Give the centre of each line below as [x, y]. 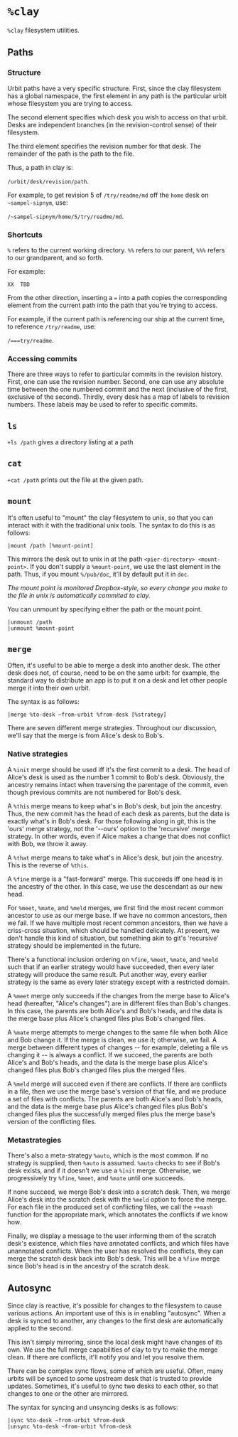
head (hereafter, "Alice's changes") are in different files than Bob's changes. [119, 1003]
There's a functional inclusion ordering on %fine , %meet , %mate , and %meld [113, 959]
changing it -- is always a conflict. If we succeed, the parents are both [110, 1054]
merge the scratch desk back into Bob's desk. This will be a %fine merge [114, 1259]
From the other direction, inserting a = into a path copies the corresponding [117, 297]
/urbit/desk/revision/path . [48, 181]
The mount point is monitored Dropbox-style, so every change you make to [118, 587]
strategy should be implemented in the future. [74, 945]
